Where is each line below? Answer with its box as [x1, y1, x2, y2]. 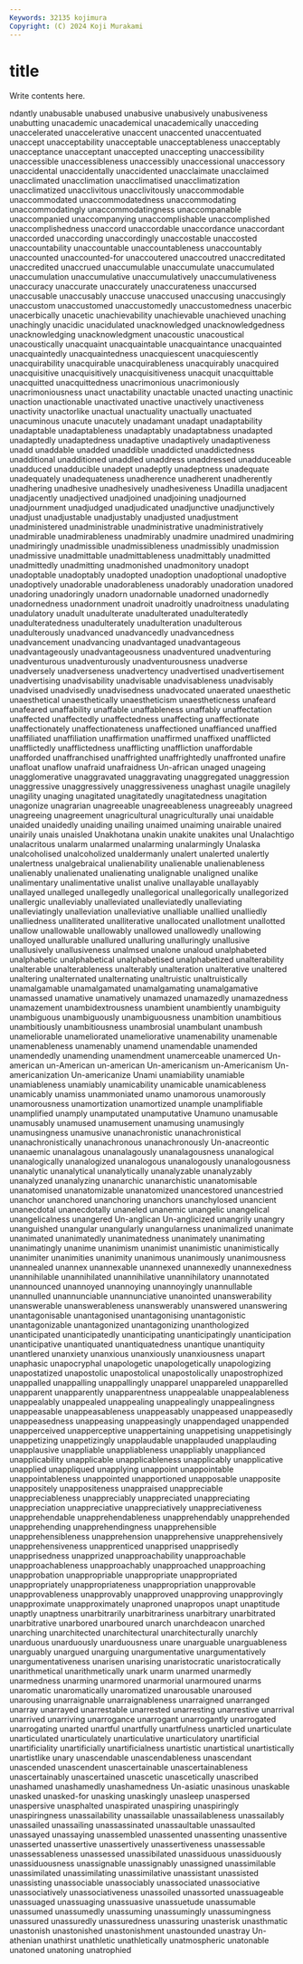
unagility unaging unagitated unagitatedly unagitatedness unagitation [9, 791, 268, 802]
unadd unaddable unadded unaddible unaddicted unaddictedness [9, 444, 255, 455]
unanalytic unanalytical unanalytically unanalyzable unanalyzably [9, 1166, 252, 1177]
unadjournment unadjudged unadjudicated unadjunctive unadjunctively [9, 502, 275, 513]
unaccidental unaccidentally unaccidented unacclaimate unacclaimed [9, 166, 270, 176]
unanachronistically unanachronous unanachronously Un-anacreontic [9, 1137, 270, 1148]
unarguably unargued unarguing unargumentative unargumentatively [9, 1646, 267, 1657]
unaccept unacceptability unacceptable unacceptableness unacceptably [9, 137, 280, 148]
